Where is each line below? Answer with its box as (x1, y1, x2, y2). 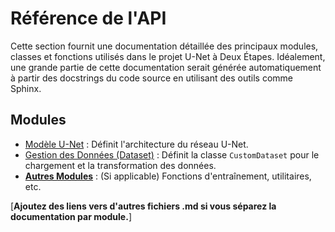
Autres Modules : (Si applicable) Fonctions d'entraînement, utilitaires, (24, 170, 312, 182)
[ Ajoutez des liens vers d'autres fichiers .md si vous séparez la (10, 200, 277, 212)
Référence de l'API (10, 7, 167, 30)
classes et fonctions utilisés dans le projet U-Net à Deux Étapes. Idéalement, (10, 50, 326, 62)
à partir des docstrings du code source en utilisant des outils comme (10, 72, 294, 84)
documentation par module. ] (10, 210, 132, 222)
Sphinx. (10, 82, 42, 94)
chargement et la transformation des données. (24, 159, 217, 171)
